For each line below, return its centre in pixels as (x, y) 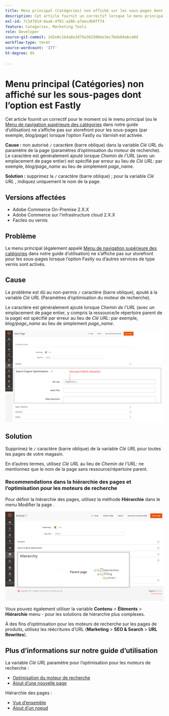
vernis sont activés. (25, 264)
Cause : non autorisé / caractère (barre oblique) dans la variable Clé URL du (84, 145)
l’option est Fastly (43, 105)
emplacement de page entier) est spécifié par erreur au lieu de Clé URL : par (84, 161)
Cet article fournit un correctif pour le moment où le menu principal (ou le (81, 119)
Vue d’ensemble (29, 702)
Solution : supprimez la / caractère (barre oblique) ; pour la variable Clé (80, 176)
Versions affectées (36, 197)
